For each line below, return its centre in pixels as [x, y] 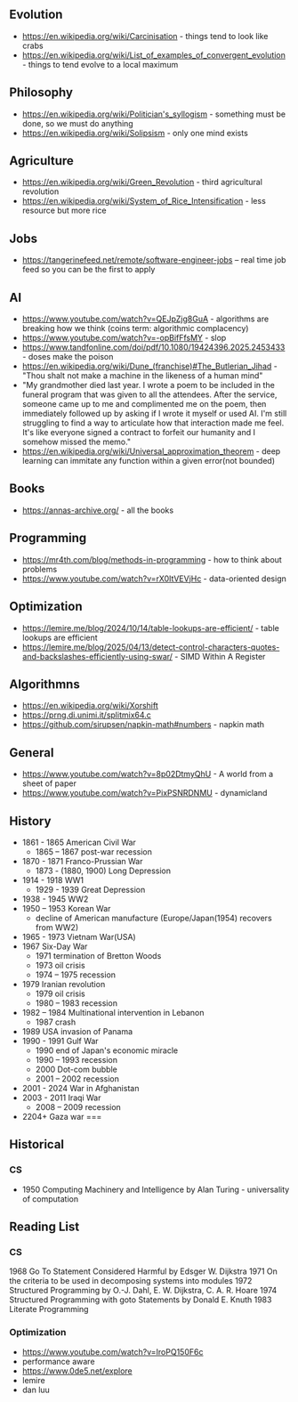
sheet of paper [49, 783]
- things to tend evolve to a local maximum [100, 64]
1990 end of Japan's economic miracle [107, 1050]
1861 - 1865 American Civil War [79, 842]
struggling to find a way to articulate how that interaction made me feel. [153, 423]
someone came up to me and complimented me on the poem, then [144, 404]
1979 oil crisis [60, 993]
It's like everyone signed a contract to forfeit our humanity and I [139, 433]
